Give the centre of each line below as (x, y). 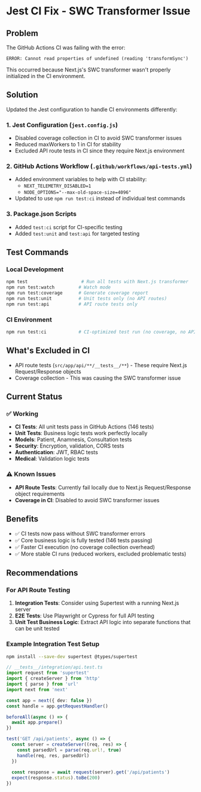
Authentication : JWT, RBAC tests (57, 452)
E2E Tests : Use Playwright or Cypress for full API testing (84, 616)
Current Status (34, 397)
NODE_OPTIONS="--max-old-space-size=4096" (77, 193)
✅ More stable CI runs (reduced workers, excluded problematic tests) (100, 554)
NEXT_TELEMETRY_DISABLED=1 (57, 186)
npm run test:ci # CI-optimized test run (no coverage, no (96, 332)
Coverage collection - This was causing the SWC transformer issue (98, 378)
